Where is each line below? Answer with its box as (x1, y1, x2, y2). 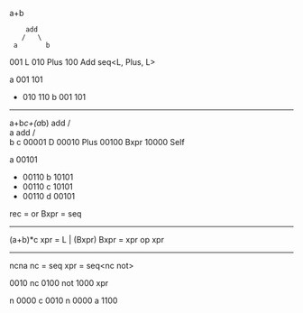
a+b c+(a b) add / (9, 117, 70, 128)
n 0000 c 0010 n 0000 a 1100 (9, 295, 118, 306)
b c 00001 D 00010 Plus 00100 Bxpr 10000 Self (9, 137, 185, 147)
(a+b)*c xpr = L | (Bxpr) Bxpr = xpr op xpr (9, 235, 165, 244)
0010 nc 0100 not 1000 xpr (9, 278, 109, 288)
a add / (9, 127, 36, 138)
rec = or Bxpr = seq (9, 208, 82, 219)
